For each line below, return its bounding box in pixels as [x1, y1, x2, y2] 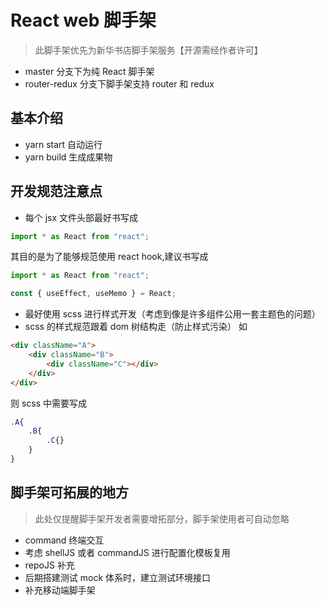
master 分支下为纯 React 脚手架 [24, 65, 155, 77]
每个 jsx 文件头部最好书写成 [24, 211, 139, 223]
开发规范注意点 [10, 183, 103, 200]
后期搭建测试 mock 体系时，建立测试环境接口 [24, 571, 212, 583]
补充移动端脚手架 [24, 584, 96, 596]
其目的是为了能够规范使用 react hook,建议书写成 [10, 251, 209, 263]
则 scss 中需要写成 [10, 397, 88, 409]
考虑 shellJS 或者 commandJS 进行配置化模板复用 [24, 546, 231, 558]
